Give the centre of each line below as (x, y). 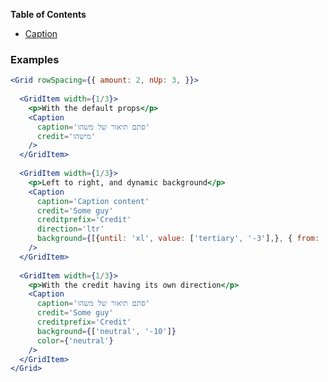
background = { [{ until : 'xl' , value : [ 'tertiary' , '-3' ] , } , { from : (178, 239)
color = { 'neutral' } (75, 340)
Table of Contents (48, 14)
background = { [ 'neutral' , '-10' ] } (106, 331)
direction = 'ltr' (70, 229)
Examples (35, 59)
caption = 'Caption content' (93, 201)
